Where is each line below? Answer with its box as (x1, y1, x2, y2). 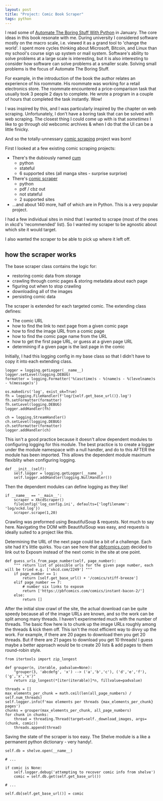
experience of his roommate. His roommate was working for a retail (5, 81, 140, 87)
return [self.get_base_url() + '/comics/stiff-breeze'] (22, 576, 138, 581)
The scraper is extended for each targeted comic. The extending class (5, 303, 146, 309)
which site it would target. (5, 227, 57, 233)
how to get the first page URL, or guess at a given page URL (12, 338, 133, 345)
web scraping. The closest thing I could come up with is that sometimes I (5, 116, 151, 122)
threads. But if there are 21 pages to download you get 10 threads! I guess (5, 637, 153, 643)
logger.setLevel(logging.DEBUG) (5, 372, 71, 377)
